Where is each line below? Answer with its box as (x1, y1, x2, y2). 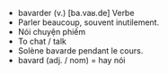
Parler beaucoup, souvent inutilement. (17, 17, 160, 28)
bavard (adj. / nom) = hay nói (17, 55, 126, 65)
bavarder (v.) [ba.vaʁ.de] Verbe (17, 8, 135, 18)
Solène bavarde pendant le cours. (17, 45, 144, 56)
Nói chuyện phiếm (17, 27, 86, 37)
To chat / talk (17, 36, 67, 46)
